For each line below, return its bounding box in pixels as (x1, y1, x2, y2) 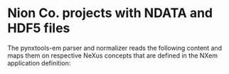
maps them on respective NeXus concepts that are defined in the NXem (7, 51, 218, 60)
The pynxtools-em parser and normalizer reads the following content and (7, 43, 223, 52)
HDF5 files (7, 20, 70, 36)
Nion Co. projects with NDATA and (7, 5, 213, 21)
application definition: (7, 58, 71, 67)
